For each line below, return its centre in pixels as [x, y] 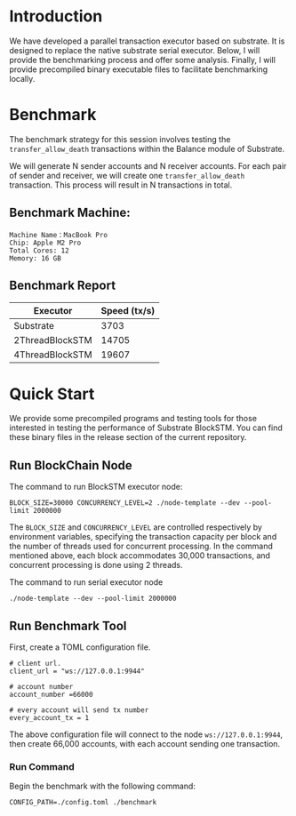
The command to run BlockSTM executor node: [96, 487]
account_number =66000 [51, 695]
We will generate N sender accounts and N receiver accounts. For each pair [148, 165]
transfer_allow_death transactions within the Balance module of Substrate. [147, 148]
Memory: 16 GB [36, 258]
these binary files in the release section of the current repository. [128, 437]
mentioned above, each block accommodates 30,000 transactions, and [140, 556]
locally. [22, 78]
